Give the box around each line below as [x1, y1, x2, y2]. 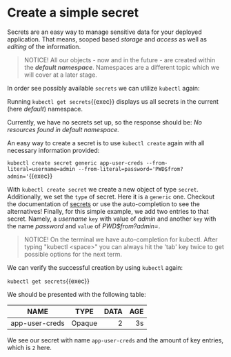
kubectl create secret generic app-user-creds [7, 159, 143, 167]
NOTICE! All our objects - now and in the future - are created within [23, 55, 216, 64]
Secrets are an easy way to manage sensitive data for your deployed [7, 28, 202, 36]
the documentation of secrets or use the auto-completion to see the [7, 199, 200, 208]
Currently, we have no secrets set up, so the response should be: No [7, 118, 202, 126]
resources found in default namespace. [7, 125, 119, 134]
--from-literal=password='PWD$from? [78, 165, 184, 172]
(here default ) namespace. [7, 104, 83, 113]
